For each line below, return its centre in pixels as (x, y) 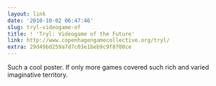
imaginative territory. (38, 75)
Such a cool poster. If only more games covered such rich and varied (108, 67)
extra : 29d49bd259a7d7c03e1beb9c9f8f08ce (70, 47)
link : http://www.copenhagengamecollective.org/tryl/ (89, 41)
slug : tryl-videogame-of (44, 27)
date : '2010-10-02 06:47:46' (50, 21)
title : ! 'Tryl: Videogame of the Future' (71, 34)
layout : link (27, 14)
